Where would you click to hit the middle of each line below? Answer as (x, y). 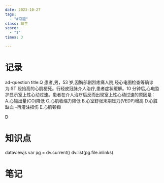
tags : (11, 14)
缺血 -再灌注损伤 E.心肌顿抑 (33, 107)
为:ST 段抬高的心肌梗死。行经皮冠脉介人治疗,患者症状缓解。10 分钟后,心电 (80, 88)
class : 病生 (16, 23)
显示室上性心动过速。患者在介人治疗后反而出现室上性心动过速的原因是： (82, 94)
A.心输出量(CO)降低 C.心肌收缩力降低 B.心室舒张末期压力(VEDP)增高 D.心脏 (81, 101)
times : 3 (14, 38)
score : (12, 28)
